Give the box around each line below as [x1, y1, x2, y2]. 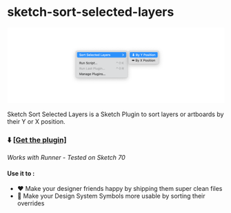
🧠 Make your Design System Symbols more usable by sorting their [17, 192, 205, 201]
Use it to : [7, 169, 35, 177]
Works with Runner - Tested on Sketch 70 [7, 153, 125, 161]
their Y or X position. [7, 117, 66, 125]
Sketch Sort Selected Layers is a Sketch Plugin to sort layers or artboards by [7, 110, 224, 118]
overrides [17, 199, 45, 207]
